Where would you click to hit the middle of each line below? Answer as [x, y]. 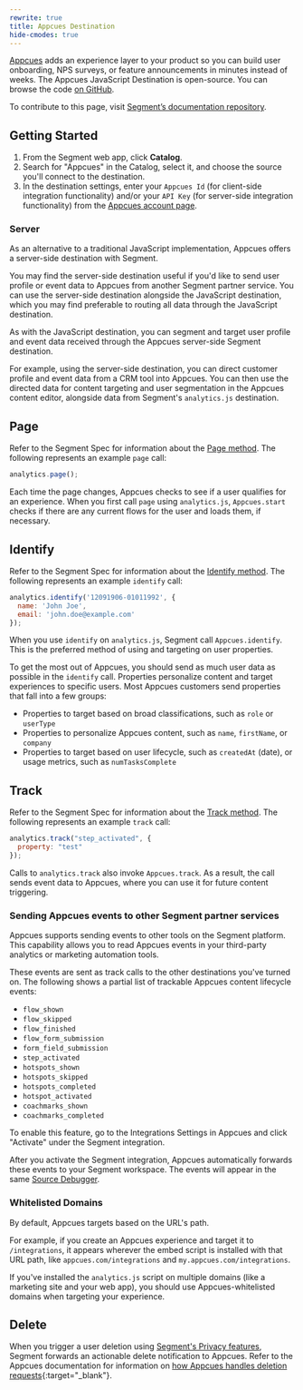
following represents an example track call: [90, 822]
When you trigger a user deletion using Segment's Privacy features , [136, 1346]
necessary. [30, 521]
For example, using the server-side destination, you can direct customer [144, 369]
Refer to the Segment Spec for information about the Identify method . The [147, 571]
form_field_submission [65, 1049]
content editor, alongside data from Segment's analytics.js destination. [144, 398]
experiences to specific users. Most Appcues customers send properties [145, 687]
